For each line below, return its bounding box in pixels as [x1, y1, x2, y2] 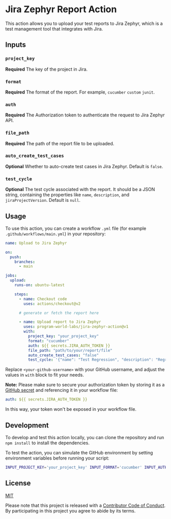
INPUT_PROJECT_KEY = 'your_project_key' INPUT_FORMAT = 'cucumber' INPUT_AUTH [5, 465, 167, 470]
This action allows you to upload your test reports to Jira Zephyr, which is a [5, 20, 163, 26]
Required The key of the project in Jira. [5, 66, 88, 72]
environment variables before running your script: [5, 455, 109, 461]
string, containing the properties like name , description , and [5, 192, 130, 198]
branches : [14, 259, 36, 264]
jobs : [5, 273, 17, 278]
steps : [14, 291, 28, 297]
